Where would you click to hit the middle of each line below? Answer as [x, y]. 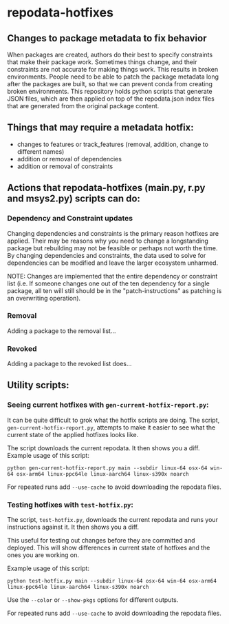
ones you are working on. [43, 555]
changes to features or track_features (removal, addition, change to [112, 144]
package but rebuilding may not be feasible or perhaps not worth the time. [112, 248]
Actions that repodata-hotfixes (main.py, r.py [106, 188]
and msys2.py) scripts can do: [74, 199]
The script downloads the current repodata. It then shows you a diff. [103, 448]
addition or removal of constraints [65, 166]
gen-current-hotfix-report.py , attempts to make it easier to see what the [111, 427]
